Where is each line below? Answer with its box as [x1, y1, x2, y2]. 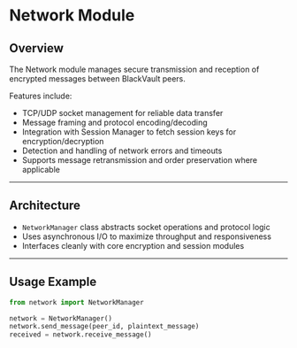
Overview [9, 41, 65, 56]
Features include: [9, 90, 72, 101]
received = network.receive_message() [9, 330, 152, 339]
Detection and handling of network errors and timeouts [21, 145, 223, 156]
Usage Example [9, 275, 97, 290]
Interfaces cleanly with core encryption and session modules [21, 240, 245, 251]
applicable [21, 165, 60, 174]
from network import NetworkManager [9, 298, 144, 306]
